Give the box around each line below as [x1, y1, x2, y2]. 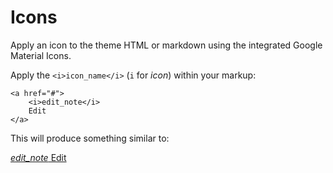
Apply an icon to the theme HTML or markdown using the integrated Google [10, 39, 323, 51]
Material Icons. [10, 49, 72, 61]
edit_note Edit [10, 151, 67, 163]
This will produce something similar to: [10, 132, 170, 144]
